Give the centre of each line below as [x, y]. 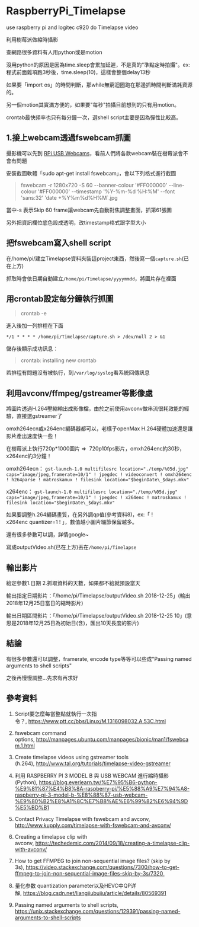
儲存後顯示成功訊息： [32, 349]
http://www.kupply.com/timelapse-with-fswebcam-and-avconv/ [93, 825]
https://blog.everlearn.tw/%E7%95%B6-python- [98, 782]
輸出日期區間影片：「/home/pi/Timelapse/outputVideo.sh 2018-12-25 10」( [97, 616]
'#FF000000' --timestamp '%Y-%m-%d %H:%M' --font [106, 191]
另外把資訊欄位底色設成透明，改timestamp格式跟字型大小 [76, 222]
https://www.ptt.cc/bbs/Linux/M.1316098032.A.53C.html [97, 721]
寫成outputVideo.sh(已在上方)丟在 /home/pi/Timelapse [71, 547]
